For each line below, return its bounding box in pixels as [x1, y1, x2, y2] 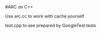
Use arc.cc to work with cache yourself [5, 13, 84, 19]
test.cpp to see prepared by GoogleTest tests [5, 22, 97, 28]
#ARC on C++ [5, 4, 33, 10]
